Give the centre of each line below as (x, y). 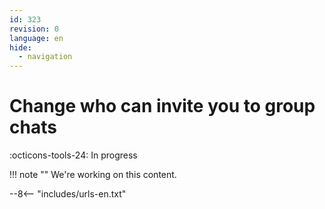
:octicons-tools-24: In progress (73, 155)
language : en (36, 38)
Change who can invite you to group (162, 106)
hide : (20, 47)
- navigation (45, 57)
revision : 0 (34, 29)
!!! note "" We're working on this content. (93, 175)
